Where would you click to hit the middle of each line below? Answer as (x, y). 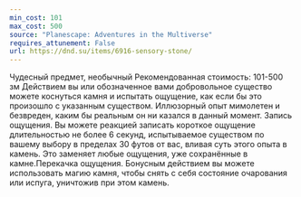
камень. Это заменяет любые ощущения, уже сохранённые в (129, 154)
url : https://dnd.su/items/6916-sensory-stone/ (101, 52)
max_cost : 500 (36, 26)
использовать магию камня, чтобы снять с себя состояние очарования (149, 174)
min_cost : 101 (36, 18)
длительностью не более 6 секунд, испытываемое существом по (137, 135)
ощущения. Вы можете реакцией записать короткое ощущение (132, 125)
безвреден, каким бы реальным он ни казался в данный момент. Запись (151, 116)
